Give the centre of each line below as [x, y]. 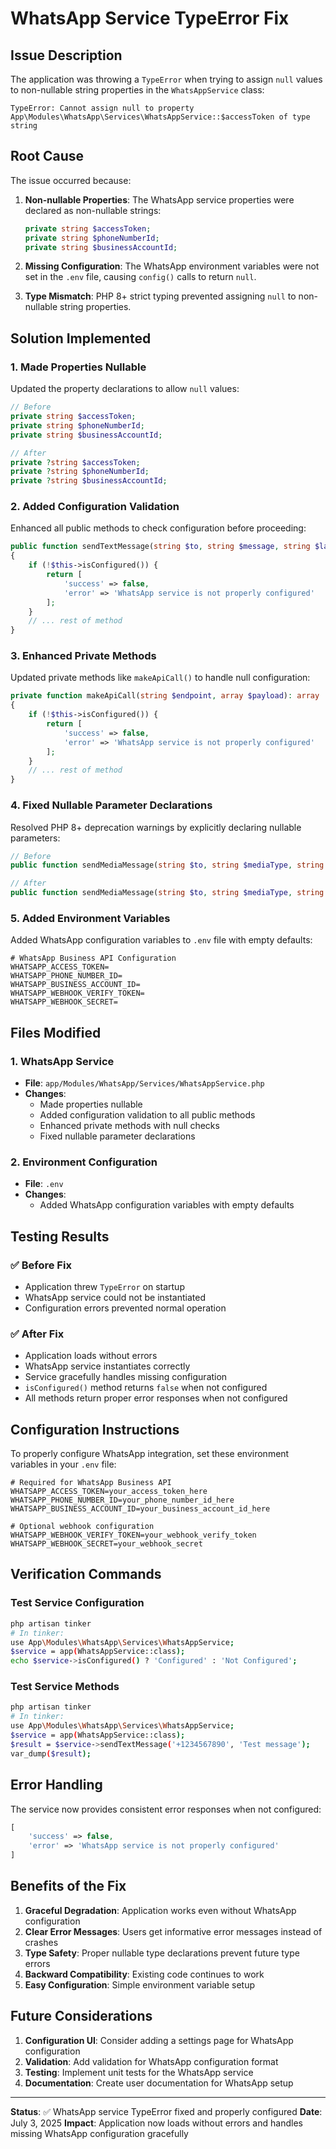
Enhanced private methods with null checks [129, 1125]
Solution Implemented [81, 338]
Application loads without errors [91, 1356]
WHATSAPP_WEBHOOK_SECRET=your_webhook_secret [106, 1544]
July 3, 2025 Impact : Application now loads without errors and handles [156, 2123]
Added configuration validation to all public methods [147, 1115]
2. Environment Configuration [84, 1162]
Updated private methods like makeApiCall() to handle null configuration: [160, 678]
